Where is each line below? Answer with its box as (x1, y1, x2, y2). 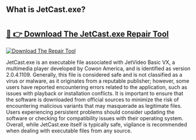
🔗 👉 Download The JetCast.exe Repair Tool (6, 29, 169, 39)
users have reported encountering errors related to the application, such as (6, 84, 187, 90)
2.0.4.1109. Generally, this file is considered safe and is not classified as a (6, 71, 183, 78)
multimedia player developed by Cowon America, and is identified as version (6, 65, 191, 72)
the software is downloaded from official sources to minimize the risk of (6, 96, 180, 103)
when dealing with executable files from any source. (6, 127, 132, 134)
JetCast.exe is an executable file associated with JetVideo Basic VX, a (6, 59, 176, 66)
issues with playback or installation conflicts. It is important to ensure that (6, 90, 184, 97)
